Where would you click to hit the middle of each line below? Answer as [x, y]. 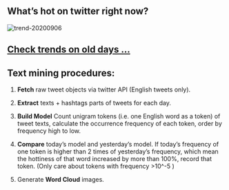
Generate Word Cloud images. [61, 180]
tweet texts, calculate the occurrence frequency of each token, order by [120, 124]
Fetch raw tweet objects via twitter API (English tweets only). [104, 89]
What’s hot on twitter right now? [78, 11]
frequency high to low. [49, 131]
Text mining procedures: [61, 73]
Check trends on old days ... [69, 50]
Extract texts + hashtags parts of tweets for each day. [94, 103]
